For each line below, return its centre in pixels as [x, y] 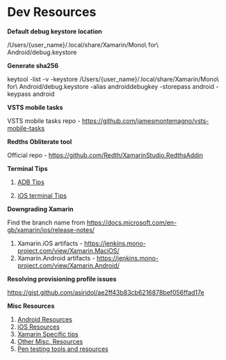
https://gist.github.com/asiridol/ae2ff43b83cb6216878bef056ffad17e [106, 292]
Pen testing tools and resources [63, 349]
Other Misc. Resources [50, 341]
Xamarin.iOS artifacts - [50, 243]
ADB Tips [31, 182]
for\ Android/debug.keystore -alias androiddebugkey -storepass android [111, 86]
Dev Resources [52, 12]
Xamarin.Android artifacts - [56, 258]
